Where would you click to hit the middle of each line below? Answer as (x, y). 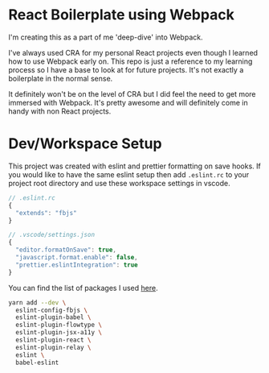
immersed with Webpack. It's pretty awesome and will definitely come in (128, 102)
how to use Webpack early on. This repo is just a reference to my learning (130, 61)
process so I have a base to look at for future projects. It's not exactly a (126, 69)
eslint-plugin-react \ (53, 340)
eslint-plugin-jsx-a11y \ (59, 333)
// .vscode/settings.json (51, 235)
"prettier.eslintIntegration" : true (77, 265)
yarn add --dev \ (37, 303)
